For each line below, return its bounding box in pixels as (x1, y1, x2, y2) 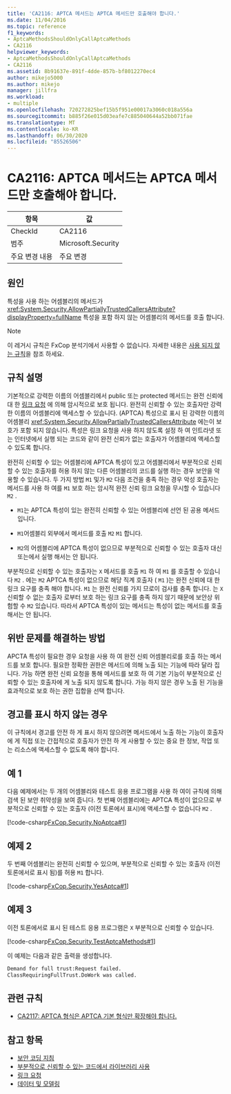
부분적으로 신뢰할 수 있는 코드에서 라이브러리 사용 (17, 1062, 150, 1071)
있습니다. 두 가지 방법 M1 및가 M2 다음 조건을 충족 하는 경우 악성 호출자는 (27, 475, 219, 483)
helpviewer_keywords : (7, 49, 70, 56)
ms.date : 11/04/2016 (7, 17, 67, 23)
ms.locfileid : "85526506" (7, 139, 81, 146)
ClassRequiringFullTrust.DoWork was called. (7, 971, 137, 979)
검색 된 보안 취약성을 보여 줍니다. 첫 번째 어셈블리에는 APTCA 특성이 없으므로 (7, 796, 215, 804)
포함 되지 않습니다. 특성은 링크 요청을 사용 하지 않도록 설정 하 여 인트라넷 (19, 426, 215, 434)
